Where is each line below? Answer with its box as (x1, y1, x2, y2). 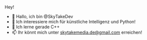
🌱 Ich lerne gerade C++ (11, 24, 60, 30)
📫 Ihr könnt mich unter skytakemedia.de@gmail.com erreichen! (11, 29, 142, 35)
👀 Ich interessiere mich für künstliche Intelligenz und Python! (11, 19, 136, 24)
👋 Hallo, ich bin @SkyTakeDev (11, 14, 73, 19)
